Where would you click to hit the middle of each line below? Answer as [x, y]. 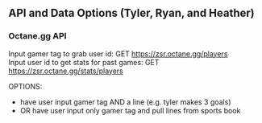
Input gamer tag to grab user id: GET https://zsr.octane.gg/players [118, 53]
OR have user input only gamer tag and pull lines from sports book [130, 110]
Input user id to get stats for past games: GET [84, 62]
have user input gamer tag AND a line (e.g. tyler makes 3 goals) [125, 102]
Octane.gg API [37, 36]
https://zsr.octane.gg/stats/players [66, 71]
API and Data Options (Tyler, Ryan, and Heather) [132, 13]
